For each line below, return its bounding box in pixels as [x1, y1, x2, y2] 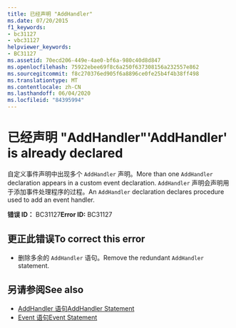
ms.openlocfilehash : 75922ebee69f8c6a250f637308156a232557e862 [7, 63, 200, 71]
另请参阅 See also [7, 284, 84, 296]
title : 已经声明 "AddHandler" [7, 10, 93, 18]
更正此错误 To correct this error [7, 233, 145, 245]
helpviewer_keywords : [7, 43, 72, 51]
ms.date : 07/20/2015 [7, 17, 69, 24]
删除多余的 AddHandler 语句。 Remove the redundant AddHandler [17, 253, 205, 262]
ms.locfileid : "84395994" [7, 97, 84, 104]
